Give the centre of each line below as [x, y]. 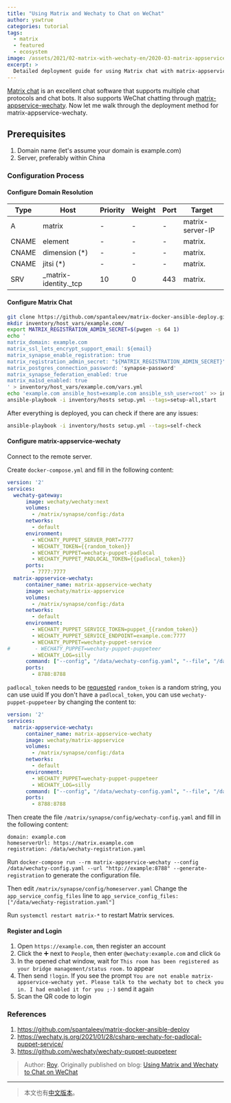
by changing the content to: [97, 702]
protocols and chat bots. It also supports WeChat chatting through [101, 98]
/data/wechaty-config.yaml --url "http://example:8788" [89, 869]
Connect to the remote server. [50, 456]
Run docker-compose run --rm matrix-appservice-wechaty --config [103, 862]
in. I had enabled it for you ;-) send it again [86, 989]
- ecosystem [31, 52]
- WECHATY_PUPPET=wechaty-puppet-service [92, 642]
